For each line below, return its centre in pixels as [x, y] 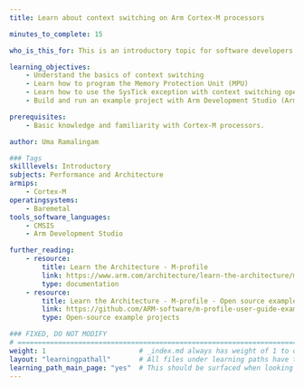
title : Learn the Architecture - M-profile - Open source [153, 301]
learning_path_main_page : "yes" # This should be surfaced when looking [152, 368]
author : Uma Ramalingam [54, 141]
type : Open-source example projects [111, 318]
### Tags [26, 158]
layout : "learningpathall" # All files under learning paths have [149, 359]
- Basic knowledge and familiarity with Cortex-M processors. [145, 125]
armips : [24, 184]
